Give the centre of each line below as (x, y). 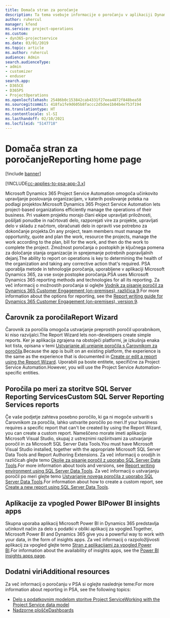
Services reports (32, 405)
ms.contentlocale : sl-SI (31, 114)
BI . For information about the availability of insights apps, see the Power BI (82, 550)
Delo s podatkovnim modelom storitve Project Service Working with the (86, 599)
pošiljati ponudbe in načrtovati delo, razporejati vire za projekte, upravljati (82, 220)
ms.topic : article (25, 48)
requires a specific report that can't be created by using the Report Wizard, (83, 428)
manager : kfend (21, 24)
